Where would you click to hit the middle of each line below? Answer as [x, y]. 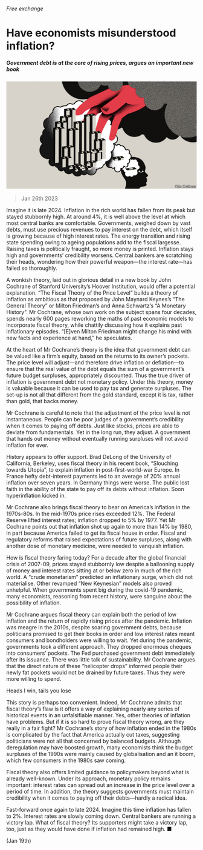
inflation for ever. [27, 445]
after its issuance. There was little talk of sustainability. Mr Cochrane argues [101, 660]
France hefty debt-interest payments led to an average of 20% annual [93, 477]
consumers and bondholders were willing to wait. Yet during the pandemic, [100, 640]
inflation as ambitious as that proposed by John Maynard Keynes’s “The [96, 300]
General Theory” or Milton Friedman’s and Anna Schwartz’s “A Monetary [96, 306]
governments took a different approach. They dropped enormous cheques [99, 647]
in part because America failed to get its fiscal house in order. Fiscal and [96, 533]
